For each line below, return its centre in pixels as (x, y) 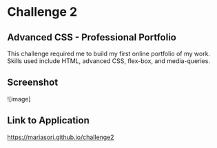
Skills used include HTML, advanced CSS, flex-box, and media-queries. (108, 61)
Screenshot (33, 83)
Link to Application (48, 121)
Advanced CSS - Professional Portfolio (92, 37)
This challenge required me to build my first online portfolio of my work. (109, 53)
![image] (19, 99)
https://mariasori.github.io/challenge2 (61, 137)
